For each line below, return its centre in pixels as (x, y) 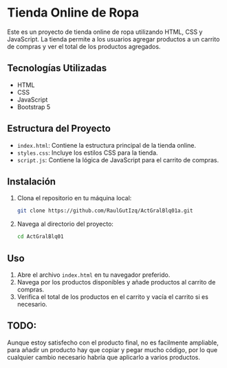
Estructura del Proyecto (59, 129)
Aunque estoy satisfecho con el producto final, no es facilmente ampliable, (113, 342)
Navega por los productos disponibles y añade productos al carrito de (116, 282)
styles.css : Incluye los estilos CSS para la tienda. (87, 153)
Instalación (32, 181)
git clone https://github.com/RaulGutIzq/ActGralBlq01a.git (105, 211)
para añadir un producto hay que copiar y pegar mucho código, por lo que (112, 349)
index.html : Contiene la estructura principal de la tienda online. (107, 145)
